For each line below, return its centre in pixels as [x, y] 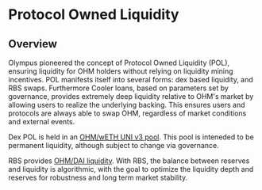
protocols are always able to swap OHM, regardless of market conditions [127, 113]
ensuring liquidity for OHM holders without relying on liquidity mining [121, 71]
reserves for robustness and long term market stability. [98, 177]
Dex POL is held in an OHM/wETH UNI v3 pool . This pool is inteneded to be [131, 137]
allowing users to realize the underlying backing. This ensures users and [127, 105]
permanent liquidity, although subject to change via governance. [114, 145]
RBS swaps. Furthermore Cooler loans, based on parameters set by [118, 88]
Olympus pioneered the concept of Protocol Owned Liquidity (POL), [119, 63]
